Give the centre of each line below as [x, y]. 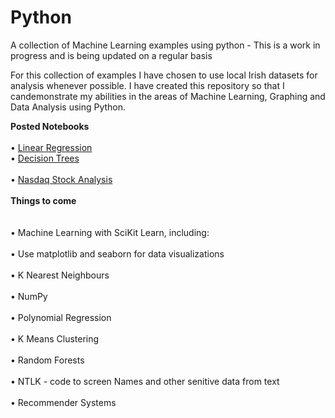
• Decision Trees [45, 158]
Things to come [43, 200]
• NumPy [29, 296]
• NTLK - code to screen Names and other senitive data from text [145, 381]
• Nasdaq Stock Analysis [61, 179]
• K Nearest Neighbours [60, 275]
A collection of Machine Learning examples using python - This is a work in [165, 45]
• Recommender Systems [63, 402]
